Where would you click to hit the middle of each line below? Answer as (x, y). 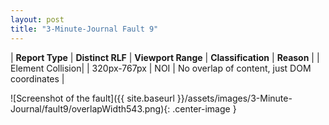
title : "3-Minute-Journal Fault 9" (84, 29)
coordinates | (37, 78)
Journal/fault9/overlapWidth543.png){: (90, 108)
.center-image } (204, 108)
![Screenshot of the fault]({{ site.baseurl (92, 98)
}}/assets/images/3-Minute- (234, 98)
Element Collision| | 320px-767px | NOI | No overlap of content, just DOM (161, 68)
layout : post (37, 19)
